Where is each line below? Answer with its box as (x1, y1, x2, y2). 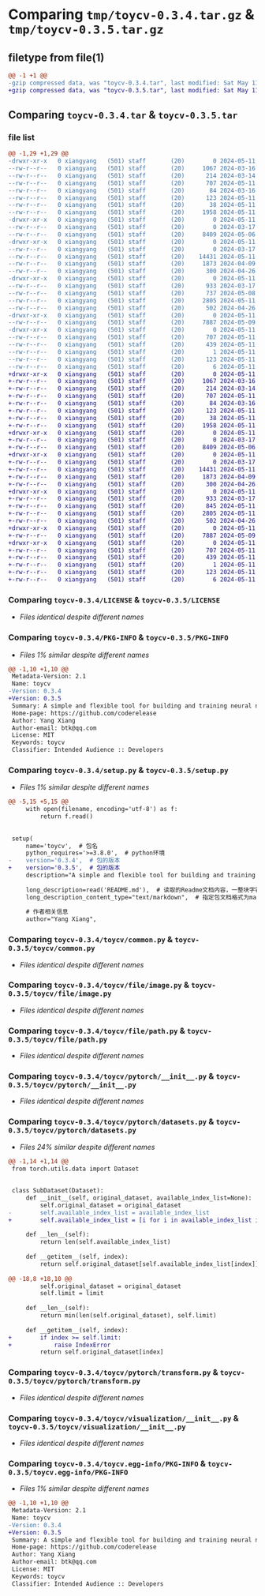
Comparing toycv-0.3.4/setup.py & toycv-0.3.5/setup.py (8, 764, 229, 775)
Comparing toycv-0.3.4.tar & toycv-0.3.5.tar (8, 108, 238, 122)
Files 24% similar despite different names (19, 1142, 155, 1151)
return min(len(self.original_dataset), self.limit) (39, 1312, 217, 1320)
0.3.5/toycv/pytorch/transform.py (8, 1376, 140, 1386)
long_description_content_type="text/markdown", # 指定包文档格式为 (25, 893, 250, 901)
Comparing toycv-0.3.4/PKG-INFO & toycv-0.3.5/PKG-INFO (8, 632, 229, 643)
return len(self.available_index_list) (39, 1238, 171, 1246)
